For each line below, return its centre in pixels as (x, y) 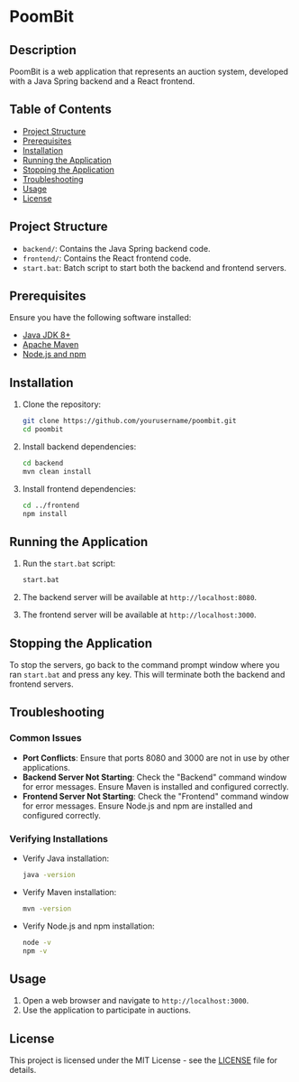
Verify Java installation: (66, 858)
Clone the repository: (62, 404)
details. (23, 1070)
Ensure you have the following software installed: (100, 318)
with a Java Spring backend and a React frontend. (102, 81)
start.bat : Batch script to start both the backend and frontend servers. (154, 267)
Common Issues (46, 738)
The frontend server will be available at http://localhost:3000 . (139, 615)
